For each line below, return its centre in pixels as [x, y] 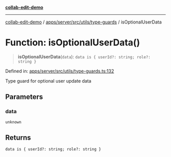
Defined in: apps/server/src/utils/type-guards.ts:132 [60, 71]
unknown [13, 122]
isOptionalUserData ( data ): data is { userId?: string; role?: [84, 57]
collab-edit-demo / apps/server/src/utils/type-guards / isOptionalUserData [83, 22]
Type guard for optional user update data [48, 81]
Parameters [24, 97]
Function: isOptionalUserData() [73, 43]
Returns [18, 138]
